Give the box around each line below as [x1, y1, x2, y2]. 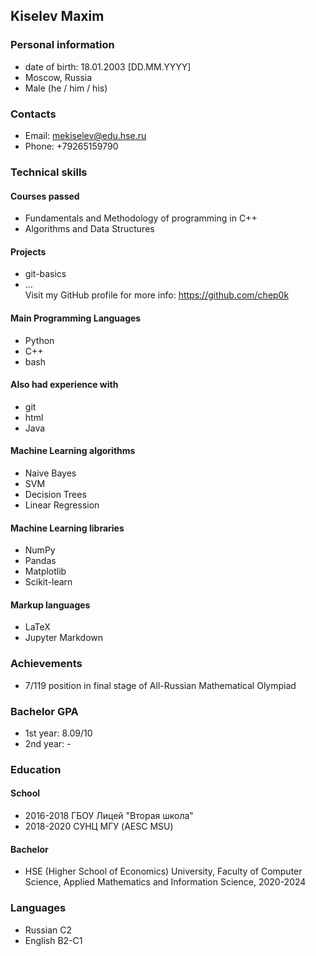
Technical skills [10, 165, 88, 179]
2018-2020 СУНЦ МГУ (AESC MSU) [24, 820, 174, 833]
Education [10, 762, 62, 776]
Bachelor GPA [10, 704, 79, 718]
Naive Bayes [24, 467, 77, 479]
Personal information [10, 38, 115, 52]
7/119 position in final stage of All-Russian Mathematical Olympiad [24, 679, 297, 691]
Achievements [10, 657, 83, 671]
